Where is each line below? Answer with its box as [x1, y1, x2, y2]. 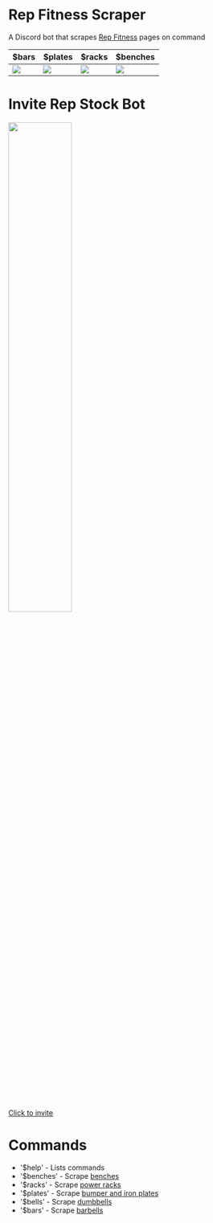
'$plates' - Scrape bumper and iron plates [19, 1188, 159, 1198]
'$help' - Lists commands [19, 1163, 105, 1172]
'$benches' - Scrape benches [19, 1171, 119, 1180]
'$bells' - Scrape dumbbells [19, 1196, 113, 1206]
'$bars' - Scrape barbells [19, 1205, 104, 1215]
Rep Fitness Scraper [8, 6, 146, 24]
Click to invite [8, 1107, 54, 1118]
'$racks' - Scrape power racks [19, 1180, 121, 1189]
